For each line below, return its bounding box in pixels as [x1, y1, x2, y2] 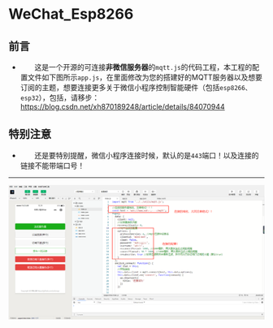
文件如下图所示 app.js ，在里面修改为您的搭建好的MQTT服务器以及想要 [27, 72, 262, 82]
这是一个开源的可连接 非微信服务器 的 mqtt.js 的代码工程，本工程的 [34, 63, 253, 71]
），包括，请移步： [38, 93, 100, 102]
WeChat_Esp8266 [8, 5, 134, 24]
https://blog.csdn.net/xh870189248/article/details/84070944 [19, 102, 225, 111]
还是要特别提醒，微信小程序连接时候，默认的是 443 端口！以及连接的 [34, 150, 259, 160]
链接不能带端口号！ [19, 160, 85, 170]
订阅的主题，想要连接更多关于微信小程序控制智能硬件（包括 [19, 83, 220, 92]
